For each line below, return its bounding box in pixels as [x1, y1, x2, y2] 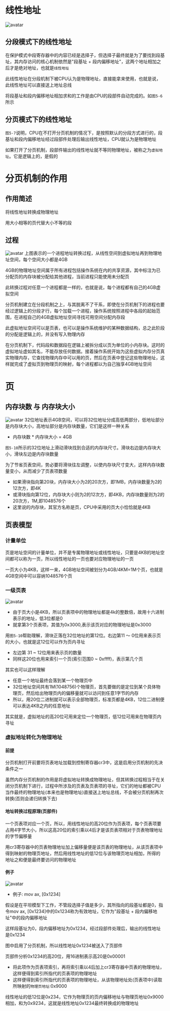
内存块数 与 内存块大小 [5, 402, 75, 411]
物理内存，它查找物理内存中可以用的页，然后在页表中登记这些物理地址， [9, 355, 160, 361]
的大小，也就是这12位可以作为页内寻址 [5, 639, 86, 645]
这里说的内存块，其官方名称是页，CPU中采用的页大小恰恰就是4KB [12, 504, 151, 510]
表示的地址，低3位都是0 [12, 615, 63, 621]
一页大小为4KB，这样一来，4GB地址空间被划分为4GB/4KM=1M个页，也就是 [5, 567, 163, 573]
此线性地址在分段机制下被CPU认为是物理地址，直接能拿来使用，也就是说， [5, 76, 161, 82]
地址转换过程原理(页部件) [5, 808, 58, 814]
